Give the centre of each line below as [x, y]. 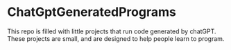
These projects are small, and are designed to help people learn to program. [116, 38]
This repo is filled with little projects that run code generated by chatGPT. [112, 31]
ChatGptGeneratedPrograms [92, 12]
